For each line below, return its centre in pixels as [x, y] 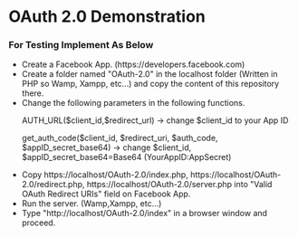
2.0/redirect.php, [53, 185]
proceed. [38, 223]
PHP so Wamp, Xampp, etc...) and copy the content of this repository [150, 84]
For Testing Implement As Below [81, 45]
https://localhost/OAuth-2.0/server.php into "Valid [179, 185]
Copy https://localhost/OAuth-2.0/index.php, [105, 175]
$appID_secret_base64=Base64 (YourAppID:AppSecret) [126, 157]
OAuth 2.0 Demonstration [107, 17]
